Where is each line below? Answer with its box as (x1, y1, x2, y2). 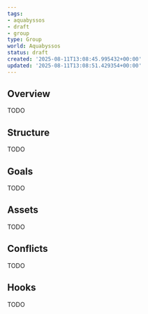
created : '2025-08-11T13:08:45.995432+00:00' (7, 56, 142, 63)
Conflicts (7, 243, 48, 255)
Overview (7, 88, 51, 100)
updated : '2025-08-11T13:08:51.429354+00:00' (7, 62, 142, 69)
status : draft (7, 50, 49, 57)
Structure (7, 126, 50, 138)
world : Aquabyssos (7, 43, 61, 50)
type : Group (7, 36, 42, 43)
